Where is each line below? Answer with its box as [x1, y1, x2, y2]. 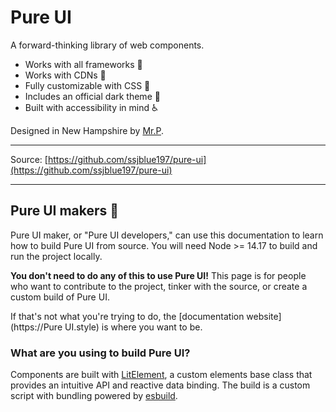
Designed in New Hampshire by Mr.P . [10, 124, 165, 136]
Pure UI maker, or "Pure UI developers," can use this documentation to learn [10, 229, 324, 241]
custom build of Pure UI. [10, 291, 110, 303]
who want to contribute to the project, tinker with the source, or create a [10, 280, 308, 292]
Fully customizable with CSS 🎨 [24, 79, 151, 91]
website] [246, 310, 282, 322]
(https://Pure [10, 321, 63, 333]
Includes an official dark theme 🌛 [24, 90, 161, 102]
